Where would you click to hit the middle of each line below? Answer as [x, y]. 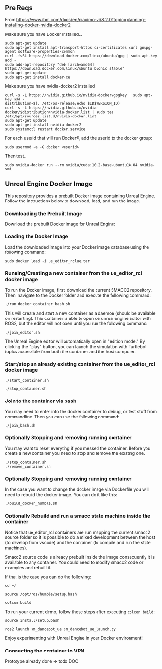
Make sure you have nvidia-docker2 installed [50, 86]
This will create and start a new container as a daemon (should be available [81, 313]
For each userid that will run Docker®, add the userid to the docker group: [79, 138]
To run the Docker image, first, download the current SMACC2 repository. [78, 290]
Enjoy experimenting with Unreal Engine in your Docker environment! [74, 638]
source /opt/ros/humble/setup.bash [41, 594]
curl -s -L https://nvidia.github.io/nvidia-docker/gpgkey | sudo [73, 95]
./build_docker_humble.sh [31, 503]
